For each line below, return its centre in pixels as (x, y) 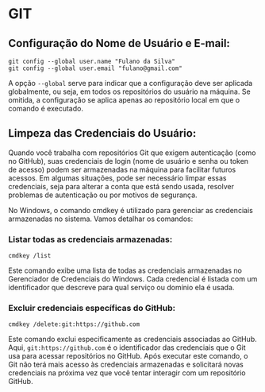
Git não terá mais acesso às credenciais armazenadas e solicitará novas (126, 365)
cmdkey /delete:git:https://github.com (74, 324)
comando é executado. (46, 109)
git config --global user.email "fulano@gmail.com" (95, 68)
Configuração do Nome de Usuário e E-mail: (119, 43)
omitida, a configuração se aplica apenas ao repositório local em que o (124, 100)
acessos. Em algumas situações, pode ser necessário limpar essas (117, 178)
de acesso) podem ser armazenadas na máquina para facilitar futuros (122, 169)
